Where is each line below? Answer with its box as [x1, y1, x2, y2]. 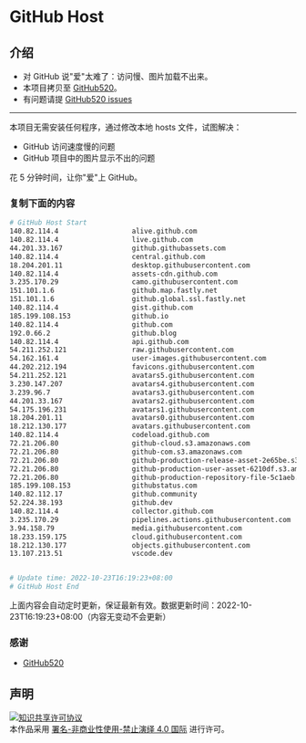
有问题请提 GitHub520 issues [22, 94, 133, 104]
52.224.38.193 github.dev [9, 498, 173, 508]
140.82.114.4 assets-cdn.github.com [9, 269, 219, 278]
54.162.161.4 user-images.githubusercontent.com [9, 354, 267, 363]
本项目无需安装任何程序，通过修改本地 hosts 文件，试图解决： [9, 121, 242, 132]
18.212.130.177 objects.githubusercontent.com [9, 540, 250, 549]
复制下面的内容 [9, 196, 76, 209]
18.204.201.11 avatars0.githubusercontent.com [9, 413, 255, 423]
